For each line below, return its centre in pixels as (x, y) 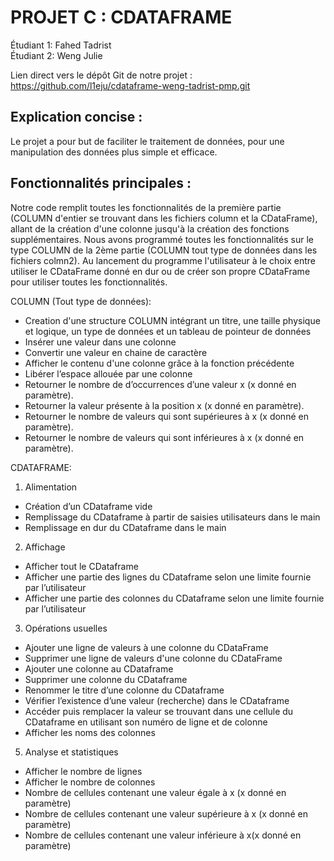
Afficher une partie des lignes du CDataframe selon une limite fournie (168, 577)
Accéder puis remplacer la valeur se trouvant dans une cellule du (159, 711)
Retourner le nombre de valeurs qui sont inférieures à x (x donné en (164, 437)
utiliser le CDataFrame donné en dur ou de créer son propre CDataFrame (160, 271)
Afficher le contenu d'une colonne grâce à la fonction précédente (159, 363)
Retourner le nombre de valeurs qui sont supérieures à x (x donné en (166, 416)
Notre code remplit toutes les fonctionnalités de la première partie (146, 207)
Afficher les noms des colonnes (90, 732)
